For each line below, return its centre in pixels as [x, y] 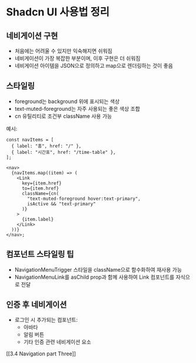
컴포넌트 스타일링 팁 [40, 254]
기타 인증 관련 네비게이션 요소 [57, 342]
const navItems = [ [30, 140]
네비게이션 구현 [32, 36]
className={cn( [40, 193]
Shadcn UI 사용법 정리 [58, 12]
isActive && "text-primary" [62, 204]
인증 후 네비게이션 [36, 305]
